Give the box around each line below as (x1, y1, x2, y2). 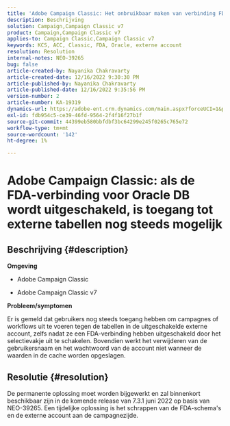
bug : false (7, 61, 38, 68)
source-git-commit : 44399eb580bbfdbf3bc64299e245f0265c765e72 (7, 118, 188, 125)
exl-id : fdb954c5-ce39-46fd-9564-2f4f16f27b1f (7, 112, 142, 118)
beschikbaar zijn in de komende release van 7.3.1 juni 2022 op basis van (7, 397, 210, 405)
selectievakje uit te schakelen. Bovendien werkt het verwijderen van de (7, 337, 207, 345)
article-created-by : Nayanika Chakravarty (7, 67, 130, 74)
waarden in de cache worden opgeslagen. (7, 351, 126, 360)
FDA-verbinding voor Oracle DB (7, 188, 190, 203)
